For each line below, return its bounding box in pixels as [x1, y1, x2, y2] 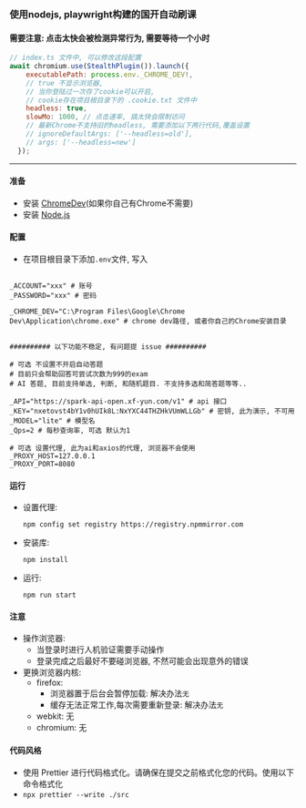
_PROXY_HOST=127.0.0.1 [9, 452, 96, 461]
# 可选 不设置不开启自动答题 [9, 360, 104, 370]
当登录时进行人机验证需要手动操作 [36, 644, 165, 655]
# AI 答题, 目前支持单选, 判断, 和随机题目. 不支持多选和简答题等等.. [9, 380, 248, 389]
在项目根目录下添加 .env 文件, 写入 [22, 253, 148, 265]
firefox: [36, 677, 64, 689]
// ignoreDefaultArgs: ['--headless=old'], [25, 129, 194, 138]
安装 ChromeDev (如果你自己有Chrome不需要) [22, 198, 194, 209]
